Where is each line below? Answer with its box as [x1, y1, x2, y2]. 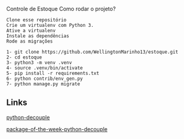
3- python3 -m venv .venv [6, 60, 72, 66]
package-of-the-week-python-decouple [6, 125, 108, 133]
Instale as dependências [6, 33, 69, 39]
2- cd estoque [6, 54, 43, 60]
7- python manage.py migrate [6, 81, 80, 87]
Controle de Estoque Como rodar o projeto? [6, 5, 116, 12]
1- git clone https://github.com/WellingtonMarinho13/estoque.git [6, 49, 179, 55]
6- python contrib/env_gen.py [6, 76, 83, 82]
